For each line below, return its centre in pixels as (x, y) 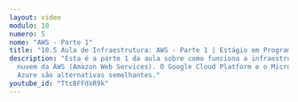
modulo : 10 (29, 26)
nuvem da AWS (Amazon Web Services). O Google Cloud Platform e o (142, 67)
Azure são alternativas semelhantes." (89, 75)
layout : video (35, 17)
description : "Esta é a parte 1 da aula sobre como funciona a (129, 59)
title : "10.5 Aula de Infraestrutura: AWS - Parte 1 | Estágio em (134, 51)
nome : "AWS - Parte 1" (51, 42)
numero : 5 (27, 34)
